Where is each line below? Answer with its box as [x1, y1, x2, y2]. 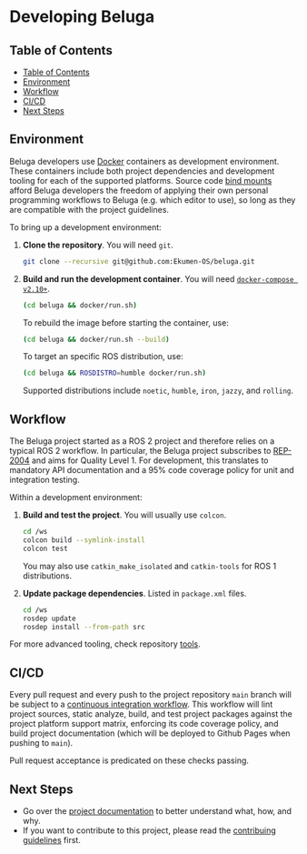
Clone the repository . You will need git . [22, 239, 174, 250]
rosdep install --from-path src [22, 622, 145, 631]
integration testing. [9, 475, 80, 486]
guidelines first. [22, 835, 82, 845]
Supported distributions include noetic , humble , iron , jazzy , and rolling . [22, 385, 293, 397]
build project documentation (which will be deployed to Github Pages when [9, 728, 291, 738]
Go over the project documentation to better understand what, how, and [22, 806, 292, 816]
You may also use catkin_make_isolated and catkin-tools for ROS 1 [22, 560, 277, 571]
